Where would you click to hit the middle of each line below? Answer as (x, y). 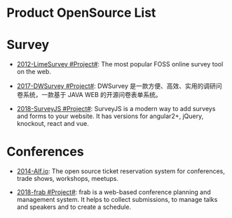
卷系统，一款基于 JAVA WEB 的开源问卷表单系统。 (89, 95)
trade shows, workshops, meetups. (68, 179)
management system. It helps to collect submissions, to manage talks (117, 200)
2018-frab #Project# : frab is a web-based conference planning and (114, 192)
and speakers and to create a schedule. (74, 207)
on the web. (34, 72)
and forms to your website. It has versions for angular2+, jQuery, (110, 116)
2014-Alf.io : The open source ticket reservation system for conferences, (121, 171)
